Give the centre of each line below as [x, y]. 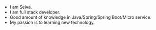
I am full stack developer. [35, 12]
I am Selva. [21, 7]
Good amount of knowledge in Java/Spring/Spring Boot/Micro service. [80, 17]
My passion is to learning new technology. [52, 22]
